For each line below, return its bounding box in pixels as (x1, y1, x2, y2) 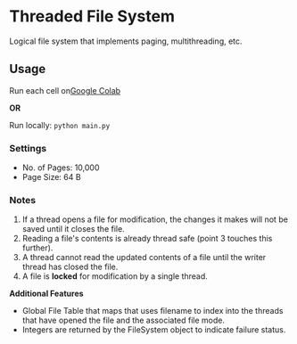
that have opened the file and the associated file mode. (21, 315, 226, 326)
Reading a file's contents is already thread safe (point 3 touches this (21, 233, 273, 244)
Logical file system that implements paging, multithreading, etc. (9, 36, 243, 46)
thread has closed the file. (21, 261, 119, 273)
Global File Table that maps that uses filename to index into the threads (21, 306, 284, 316)
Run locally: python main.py (9, 119, 111, 130)
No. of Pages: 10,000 (21, 162, 100, 173)
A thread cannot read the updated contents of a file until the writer (21, 252, 267, 263)
